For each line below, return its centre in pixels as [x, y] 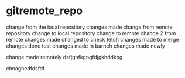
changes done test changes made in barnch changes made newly [86, 46]
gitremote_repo [44, 11]
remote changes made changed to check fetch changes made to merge [93, 39]
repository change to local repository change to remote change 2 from [91, 33]
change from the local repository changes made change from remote [89, 27]
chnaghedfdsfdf [25, 68]
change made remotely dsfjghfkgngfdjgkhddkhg [64, 57]
